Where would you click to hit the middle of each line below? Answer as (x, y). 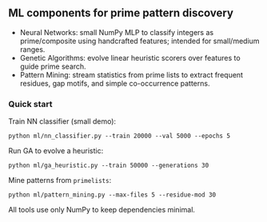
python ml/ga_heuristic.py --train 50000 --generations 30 (109, 166)
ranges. (32, 49)
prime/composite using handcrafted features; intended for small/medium (139, 41)
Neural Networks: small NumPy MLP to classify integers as (117, 32)
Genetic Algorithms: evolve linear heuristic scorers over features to (130, 57)
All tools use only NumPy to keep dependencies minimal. (102, 210)
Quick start (31, 104)
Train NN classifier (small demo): (62, 121)
